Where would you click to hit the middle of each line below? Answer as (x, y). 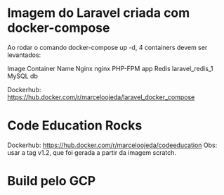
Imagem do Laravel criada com (99, 13)
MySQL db (23, 76)
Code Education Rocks (75, 126)
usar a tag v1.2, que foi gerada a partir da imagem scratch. (92, 152)
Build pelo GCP (52, 181)
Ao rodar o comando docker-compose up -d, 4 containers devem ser (107, 47)
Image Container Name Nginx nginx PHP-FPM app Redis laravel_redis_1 (110, 68)
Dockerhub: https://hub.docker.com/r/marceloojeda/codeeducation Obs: (112, 145)
